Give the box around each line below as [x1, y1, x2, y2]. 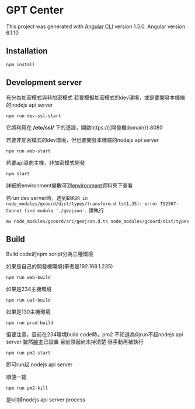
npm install [6, 62, 35, 67]
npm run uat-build [6, 297, 51, 304]
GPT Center [6, 4, 64, 17]
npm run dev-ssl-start [6, 113, 61, 119]
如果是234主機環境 [6, 285, 52, 293]
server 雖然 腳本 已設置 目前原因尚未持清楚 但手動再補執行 [6, 338, 144, 346]
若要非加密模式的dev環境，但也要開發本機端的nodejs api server [6, 136, 159, 144]
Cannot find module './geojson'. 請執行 [6, 206, 104, 214]
